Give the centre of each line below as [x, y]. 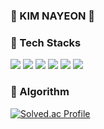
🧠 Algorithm [40, 92]
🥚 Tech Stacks [46, 42]
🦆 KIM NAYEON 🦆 [53, 16]
